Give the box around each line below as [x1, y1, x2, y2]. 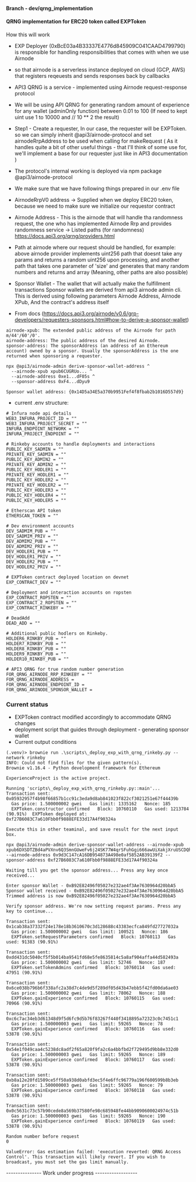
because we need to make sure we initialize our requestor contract [14, 202, 175, 209]
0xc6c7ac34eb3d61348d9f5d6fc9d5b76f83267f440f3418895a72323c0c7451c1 [6, 1016, 179, 1022]
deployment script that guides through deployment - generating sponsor [14, 726, 189, 733]
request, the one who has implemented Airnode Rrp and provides [14, 220, 172, 227]
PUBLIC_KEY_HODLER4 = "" [6, 492, 66, 498]
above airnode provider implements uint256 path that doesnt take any [14, 250, 183, 257]
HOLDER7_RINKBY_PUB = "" [6, 640, 66, 646]
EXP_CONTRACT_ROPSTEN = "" [6, 594, 72, 601]
